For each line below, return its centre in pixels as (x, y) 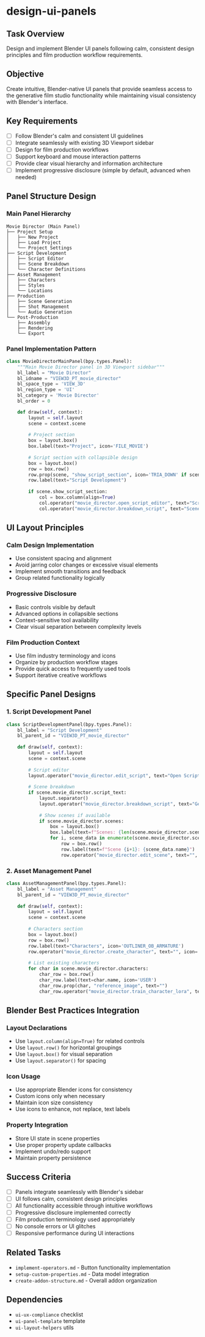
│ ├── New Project (33, 237)
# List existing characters (64, 963)
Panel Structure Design (51, 196)
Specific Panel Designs (51, 694)
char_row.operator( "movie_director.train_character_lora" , (115, 991)
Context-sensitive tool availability (57, 620)
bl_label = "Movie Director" (54, 373)
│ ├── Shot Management (38, 307)
